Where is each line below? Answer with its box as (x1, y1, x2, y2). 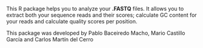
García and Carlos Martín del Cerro (6, 36, 94, 43)
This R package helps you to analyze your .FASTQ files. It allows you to (6, 5, 184, 12)
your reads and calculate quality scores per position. (6, 18, 138, 25)
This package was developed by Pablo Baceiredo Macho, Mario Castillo (6, 29, 186, 37)
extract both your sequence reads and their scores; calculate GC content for (6, 11, 197, 19)
